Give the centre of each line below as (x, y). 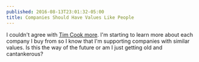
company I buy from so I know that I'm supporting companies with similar (98, 41)
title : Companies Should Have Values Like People (70, 17)
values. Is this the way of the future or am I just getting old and (84, 47)
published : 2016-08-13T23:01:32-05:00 (55, 12)
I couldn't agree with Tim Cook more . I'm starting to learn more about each (100, 34)
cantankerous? (25, 54)
